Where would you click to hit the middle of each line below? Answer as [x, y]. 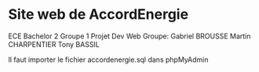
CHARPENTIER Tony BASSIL [54, 44]
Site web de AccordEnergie [98, 14]
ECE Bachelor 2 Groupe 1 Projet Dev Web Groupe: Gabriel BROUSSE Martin [129, 36]
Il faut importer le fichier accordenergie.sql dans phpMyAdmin [108, 59]
